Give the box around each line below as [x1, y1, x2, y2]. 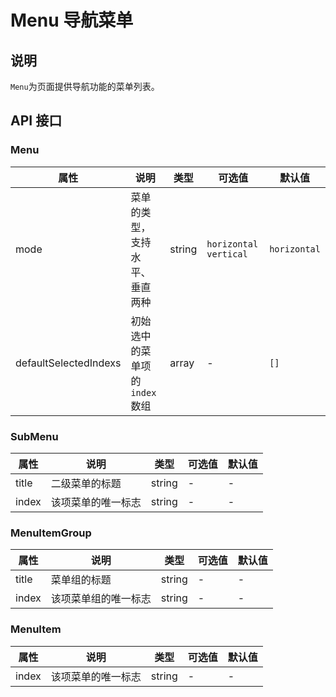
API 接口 [10, 112, 63, 130]
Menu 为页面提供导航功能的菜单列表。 [10, 81, 160, 92]
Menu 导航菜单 [10, 9, 134, 32]
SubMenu [10, 429, 59, 443]
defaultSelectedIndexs [15, 356, 122, 370]
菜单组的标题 [50, 573, 112, 587]
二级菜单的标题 [50, 476, 122, 490]
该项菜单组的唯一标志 [50, 592, 152, 606]
